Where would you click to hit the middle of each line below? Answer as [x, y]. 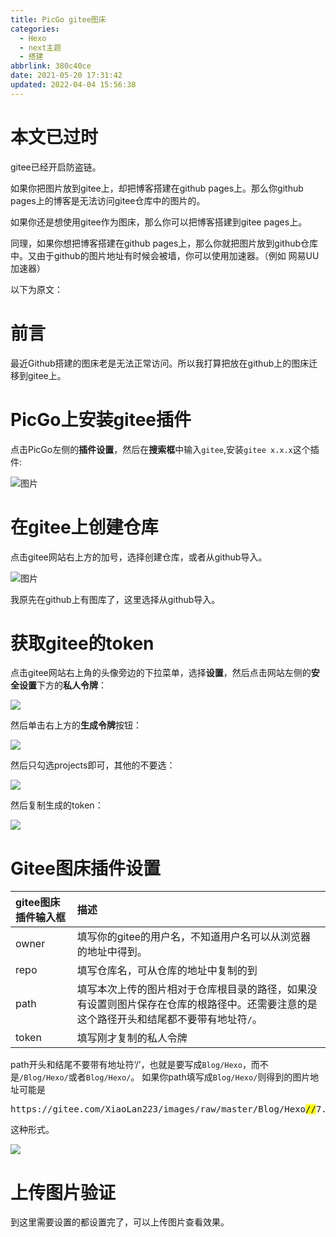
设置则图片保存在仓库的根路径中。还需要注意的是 [202, 1004]
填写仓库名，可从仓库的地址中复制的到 [167, 971]
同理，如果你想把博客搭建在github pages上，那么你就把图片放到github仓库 [164, 243]
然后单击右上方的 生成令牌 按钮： [76, 725]
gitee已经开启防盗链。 [56, 167]
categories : [35, 29]
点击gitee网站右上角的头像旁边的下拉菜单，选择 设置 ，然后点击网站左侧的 [161, 673]
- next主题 [40, 47]
